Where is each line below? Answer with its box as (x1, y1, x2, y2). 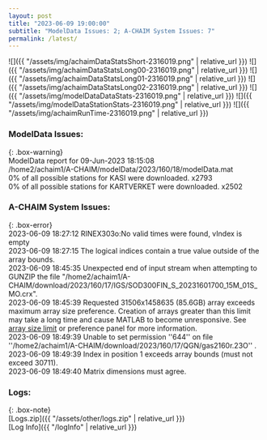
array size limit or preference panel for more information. (8, 323, 197, 333)
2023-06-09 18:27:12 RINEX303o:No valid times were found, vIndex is (8, 229, 243, 238)
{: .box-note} (8, 405, 51, 415)
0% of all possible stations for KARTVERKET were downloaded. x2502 (8, 182, 243, 191)
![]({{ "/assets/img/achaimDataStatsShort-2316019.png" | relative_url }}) (8, 57, 248, 66)
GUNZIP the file (8, 271, 61, 281)
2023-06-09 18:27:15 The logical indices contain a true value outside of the (8, 246, 260, 255)
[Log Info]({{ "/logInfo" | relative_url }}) (8, 422, 138, 432)
